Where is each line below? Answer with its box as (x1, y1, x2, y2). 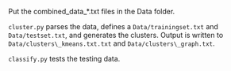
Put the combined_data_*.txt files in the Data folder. (8, 7, 175, 16)
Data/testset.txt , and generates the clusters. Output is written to (8, 31, 224, 39)
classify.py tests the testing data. (8, 54, 121, 63)
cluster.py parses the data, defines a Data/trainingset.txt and (8, 22, 218, 31)
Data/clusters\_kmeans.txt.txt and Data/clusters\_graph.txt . (8, 39, 216, 48)
